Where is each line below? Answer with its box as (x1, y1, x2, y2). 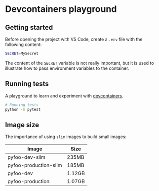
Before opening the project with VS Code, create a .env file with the (5, 36, 143, 42)
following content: (5, 42, 42, 48)
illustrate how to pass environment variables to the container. (5, 65, 129, 71)
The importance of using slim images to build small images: (5, 134, 127, 140)
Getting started (5, 23, 53, 32)
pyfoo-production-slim (7, 162, 63, 169)
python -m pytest (5, 107, 41, 112)
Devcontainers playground (5, 3, 117, 15)
